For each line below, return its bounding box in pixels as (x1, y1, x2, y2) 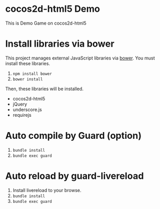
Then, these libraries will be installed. (5, 86, 84, 92)
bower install (12, 76, 43, 82)
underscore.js (12, 106, 42, 113)
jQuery (12, 101, 27, 107)
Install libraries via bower (5, 38, 115, 50)
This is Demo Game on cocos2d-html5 (5, 20, 87, 26)
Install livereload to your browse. (12, 187, 82, 193)
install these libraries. (5, 60, 50, 67)
